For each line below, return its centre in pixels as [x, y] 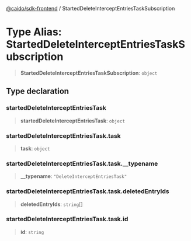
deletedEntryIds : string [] [51, 204]
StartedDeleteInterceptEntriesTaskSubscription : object [89, 73]
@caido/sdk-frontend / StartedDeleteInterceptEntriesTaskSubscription [91, 8]
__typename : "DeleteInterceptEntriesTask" [74, 176]
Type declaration [37, 91]
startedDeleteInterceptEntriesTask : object [73, 120]
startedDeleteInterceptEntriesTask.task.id [67, 219]
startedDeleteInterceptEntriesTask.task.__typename [82, 163]
